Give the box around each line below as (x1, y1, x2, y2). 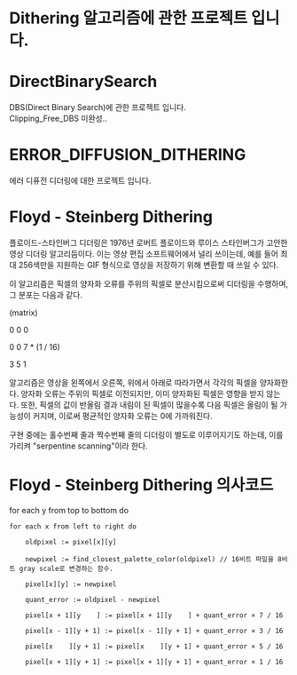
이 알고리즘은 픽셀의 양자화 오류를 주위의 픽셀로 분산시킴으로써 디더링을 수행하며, (9, 279, 289, 289)
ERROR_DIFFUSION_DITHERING (9, 145, 246, 165)
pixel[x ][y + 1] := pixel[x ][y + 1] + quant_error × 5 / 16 (25, 641, 284, 651)
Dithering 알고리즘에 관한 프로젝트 (9, 8, 248, 28)
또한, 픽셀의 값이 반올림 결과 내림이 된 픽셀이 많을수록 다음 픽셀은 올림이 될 (20, 400, 278, 409)
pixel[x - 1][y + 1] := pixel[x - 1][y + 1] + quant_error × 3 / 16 (25, 626, 284, 635)
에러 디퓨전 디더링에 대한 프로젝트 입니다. (9, 175, 152, 187)
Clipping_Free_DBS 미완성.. (9, 113, 108, 124)
